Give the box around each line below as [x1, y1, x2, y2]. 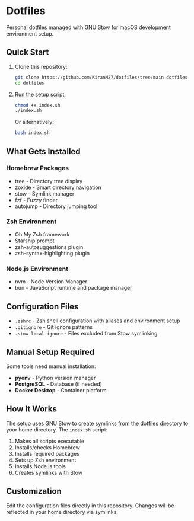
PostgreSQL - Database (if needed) [14, 381, 103, 388]
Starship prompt [14, 237, 55, 244]
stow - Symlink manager [14, 190, 75, 197]
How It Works [6, 404, 58, 414]
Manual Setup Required [6, 347, 95, 357]
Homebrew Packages [6, 164, 69, 172]
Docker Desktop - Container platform [14, 387, 107, 394]
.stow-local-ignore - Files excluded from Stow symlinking [14, 330, 158, 337]
